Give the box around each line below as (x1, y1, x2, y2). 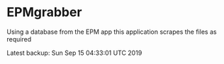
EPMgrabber (6, 4, 82, 20)
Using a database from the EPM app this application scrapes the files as (6, 27, 217, 36)
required (6, 34, 32, 43)
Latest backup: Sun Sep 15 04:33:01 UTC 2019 (6, 49, 142, 57)
